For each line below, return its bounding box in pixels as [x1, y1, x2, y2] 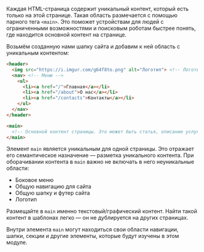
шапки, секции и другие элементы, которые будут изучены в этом [6, 233, 179, 240]
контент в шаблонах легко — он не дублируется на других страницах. [6, 214, 189, 222]
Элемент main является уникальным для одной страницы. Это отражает [6, 145, 194, 153]
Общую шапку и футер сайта [15, 189, 90, 197]
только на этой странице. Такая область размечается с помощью [6, 12, 178, 19]
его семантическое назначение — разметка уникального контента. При [6, 152, 194, 159]
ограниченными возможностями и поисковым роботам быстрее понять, [6, 24, 196, 32]
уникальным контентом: [6, 49, 70, 57]
